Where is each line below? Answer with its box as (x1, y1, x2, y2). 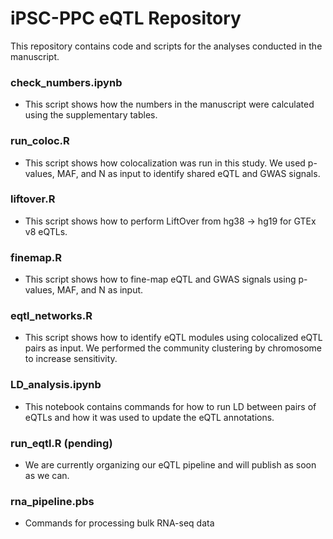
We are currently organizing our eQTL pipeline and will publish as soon (24, 459, 317, 471)
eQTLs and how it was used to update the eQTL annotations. (24, 411, 275, 423)
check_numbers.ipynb (10, 75, 123, 89)
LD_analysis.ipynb (10, 378, 102, 392)
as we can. (24, 470, 70, 482)
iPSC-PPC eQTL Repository (10, 7, 242, 30)
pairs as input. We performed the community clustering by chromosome (24, 342, 323, 354)
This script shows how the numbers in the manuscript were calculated (24, 98, 315, 111)
